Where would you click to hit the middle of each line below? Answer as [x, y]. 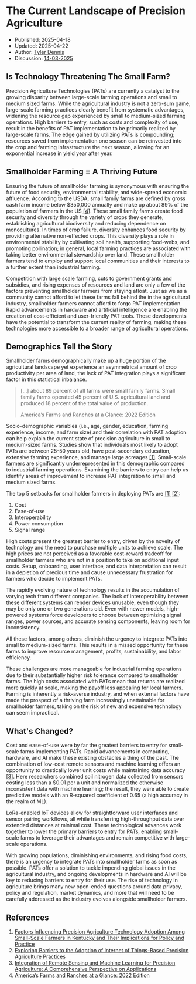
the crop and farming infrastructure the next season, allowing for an [88, 147]
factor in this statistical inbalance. [47, 379]
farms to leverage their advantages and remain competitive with [97, 838]
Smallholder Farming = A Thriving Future [82, 172]
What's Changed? [40, 731]
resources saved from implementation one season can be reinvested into [94, 141]
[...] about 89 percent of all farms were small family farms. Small [98, 391]
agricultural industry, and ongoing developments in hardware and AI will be [97, 874]
